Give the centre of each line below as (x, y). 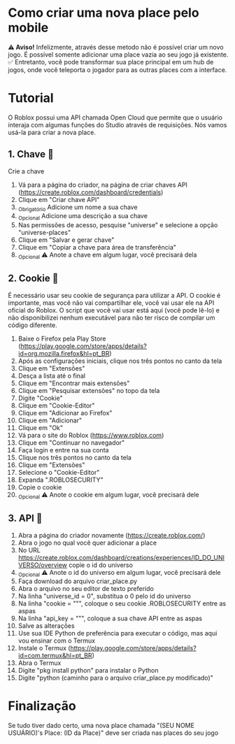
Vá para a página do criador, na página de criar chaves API (103, 185)
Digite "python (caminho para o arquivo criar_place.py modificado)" (116, 678)
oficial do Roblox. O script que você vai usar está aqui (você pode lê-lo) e (114, 310)
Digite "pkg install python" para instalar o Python (88, 671)
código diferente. (33, 325)
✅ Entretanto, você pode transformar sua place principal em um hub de (111, 62)
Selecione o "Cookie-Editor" (59, 472)
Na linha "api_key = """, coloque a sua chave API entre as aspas (110, 618)
